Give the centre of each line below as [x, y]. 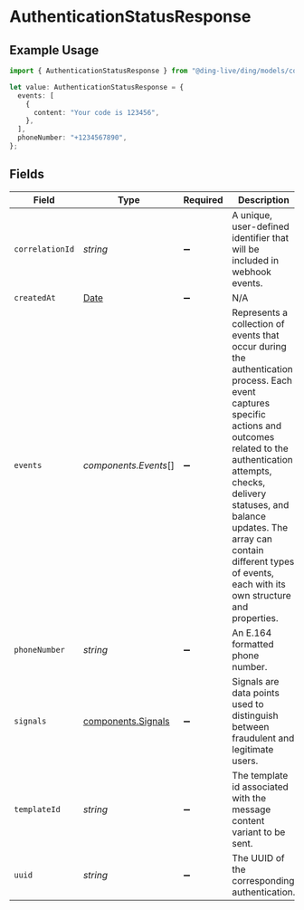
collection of [258, 323]
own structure [261, 595]
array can [252, 539]
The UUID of [258, 857]
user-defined [261, 226]
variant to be [259, 832]
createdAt [35, 297]
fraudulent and [263, 738]
